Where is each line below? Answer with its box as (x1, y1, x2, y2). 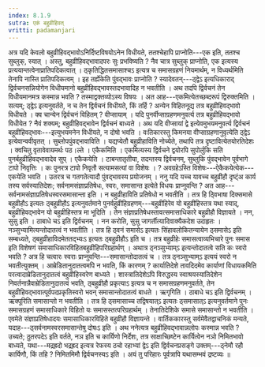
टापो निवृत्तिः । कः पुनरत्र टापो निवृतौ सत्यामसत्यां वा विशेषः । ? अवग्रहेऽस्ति (8, 163, 191, 173)
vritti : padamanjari (8, 26, 77, 34)
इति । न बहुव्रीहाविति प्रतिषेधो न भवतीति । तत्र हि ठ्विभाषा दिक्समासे (87, 190, 252, 200)
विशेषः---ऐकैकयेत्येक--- (192, 163, 255, 173)
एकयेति (8, 172, 26, 182)
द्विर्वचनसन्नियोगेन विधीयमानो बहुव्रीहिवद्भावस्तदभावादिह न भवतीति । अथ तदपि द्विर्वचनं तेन (8, 84, 226, 93)
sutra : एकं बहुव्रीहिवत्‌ (8, 19, 65, 27)
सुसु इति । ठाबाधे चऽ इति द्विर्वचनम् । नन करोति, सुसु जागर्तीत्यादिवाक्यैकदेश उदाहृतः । (8, 216, 222, 226)
